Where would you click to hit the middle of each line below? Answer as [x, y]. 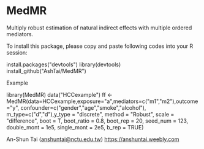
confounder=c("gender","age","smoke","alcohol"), [83, 107]
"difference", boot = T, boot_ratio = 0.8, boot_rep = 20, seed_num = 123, [97, 121]
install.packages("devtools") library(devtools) [64, 64]
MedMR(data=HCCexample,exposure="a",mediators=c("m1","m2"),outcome [102, 101]
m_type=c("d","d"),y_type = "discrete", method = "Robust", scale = [90, 114]
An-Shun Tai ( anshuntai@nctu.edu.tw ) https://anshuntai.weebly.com [93, 139]
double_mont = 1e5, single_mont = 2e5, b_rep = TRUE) [75, 127]
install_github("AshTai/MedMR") [47, 71]
